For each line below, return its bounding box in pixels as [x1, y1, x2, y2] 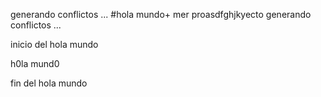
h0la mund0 [10, 58, 60, 69]
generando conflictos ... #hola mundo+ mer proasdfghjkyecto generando [10, 9, 312, 20]
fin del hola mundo [10, 77, 88, 89]
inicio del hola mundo [10, 39, 99, 50]
